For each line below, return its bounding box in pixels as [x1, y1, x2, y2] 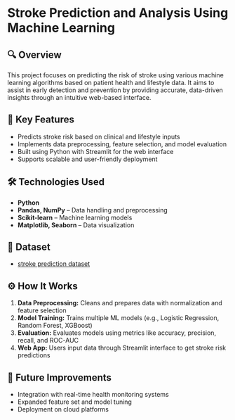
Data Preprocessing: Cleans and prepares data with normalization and [17, 299, 222, 307]
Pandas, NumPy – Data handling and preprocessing [17, 205, 168, 214]
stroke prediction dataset [17, 260, 90, 268]
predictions [17, 351, 51, 359]
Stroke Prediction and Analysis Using [7, 5, 229, 21]
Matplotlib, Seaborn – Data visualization [17, 220, 135, 229]
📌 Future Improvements [7, 371, 112, 383]
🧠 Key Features [7, 114, 75, 126]
